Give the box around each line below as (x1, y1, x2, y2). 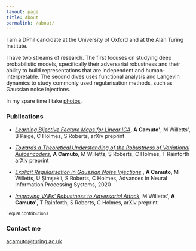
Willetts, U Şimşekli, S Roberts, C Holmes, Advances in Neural (14, 175, 167, 182)
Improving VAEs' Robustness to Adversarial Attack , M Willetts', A (14, 192, 175, 200)
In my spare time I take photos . (6, 97, 82, 105)
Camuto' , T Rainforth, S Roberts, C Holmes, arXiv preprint (14, 198, 158, 206)
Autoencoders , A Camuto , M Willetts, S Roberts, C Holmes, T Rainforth (14, 150, 190, 157)
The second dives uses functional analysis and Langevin (41, 73, 180, 81)
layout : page (6, 8, 39, 15)
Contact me (6, 224, 41, 232)
